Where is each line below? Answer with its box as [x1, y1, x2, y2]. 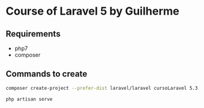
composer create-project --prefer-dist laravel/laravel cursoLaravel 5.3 [6, 85, 198, 91]
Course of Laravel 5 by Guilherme [6, 4, 179, 18]
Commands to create [6, 69, 88, 79]
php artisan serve [6, 96, 53, 102]
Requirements [6, 29, 61, 39]
